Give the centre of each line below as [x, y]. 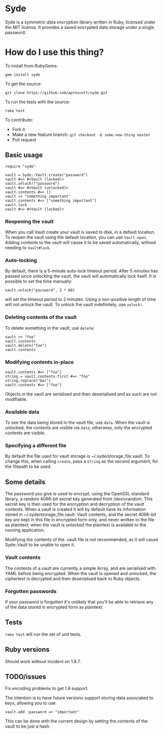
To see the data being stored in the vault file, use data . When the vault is [77, 423]
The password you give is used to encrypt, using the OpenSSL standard [77, 494]
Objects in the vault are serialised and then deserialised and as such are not [81, 394]
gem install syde [23, 75]
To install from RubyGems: [32, 66]
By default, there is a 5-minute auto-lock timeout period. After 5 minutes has [81, 271]
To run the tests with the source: [37, 102]
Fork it [18, 129]
